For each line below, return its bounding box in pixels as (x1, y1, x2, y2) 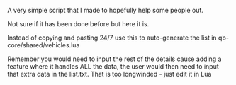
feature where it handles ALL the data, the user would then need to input (7, 62, 220, 70)
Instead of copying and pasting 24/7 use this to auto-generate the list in (7, 33, 218, 42)
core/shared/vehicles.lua (7, 41, 80, 49)
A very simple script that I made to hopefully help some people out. (7, 6, 204, 14)
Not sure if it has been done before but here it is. (7, 20, 150, 28)
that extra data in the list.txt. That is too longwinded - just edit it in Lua (7, 70, 212, 78)
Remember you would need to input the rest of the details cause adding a (7, 55, 222, 63)
